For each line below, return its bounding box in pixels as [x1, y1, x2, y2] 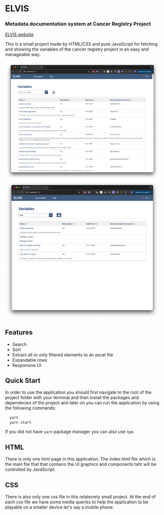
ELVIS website [5, 31, 34, 37]
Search [12, 341, 27, 347]
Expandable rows [12, 357, 47, 363]
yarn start [9, 420, 32, 425]
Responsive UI [12, 362, 42, 368]
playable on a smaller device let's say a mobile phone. [5, 504, 114, 510]
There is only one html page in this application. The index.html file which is [5, 456, 156, 462]
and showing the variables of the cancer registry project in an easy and [5, 46, 149, 52]
